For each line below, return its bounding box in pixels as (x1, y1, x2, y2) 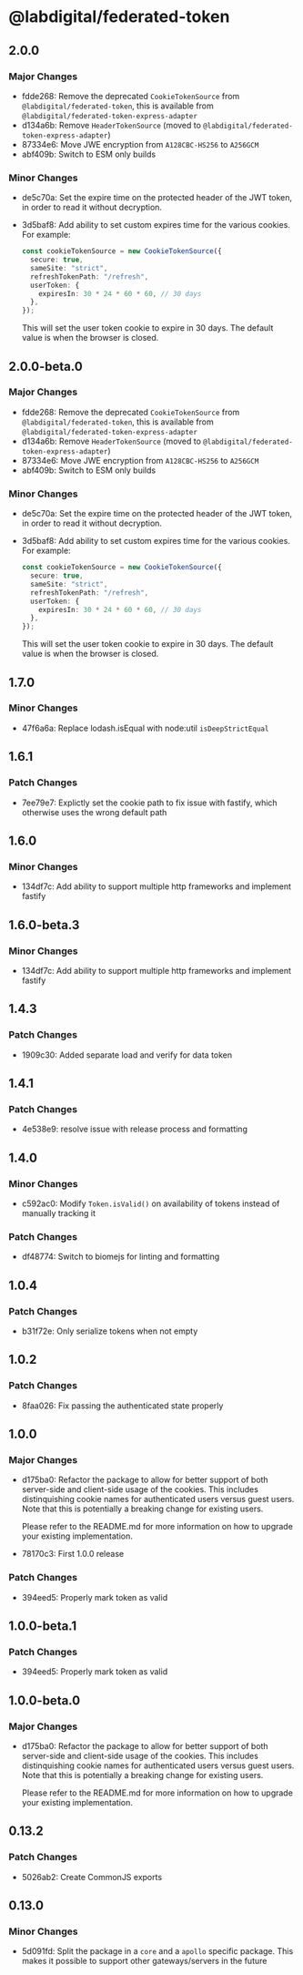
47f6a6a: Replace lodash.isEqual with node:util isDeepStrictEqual (21, 722, 269, 733)
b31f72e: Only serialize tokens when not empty (21, 1325, 198, 1336)
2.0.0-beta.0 (8, 358, 83, 374)
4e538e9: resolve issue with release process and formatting (21, 1123, 247, 1135)
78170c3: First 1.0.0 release (21, 1549, 125, 1560)
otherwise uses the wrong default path (21, 806, 167, 817)
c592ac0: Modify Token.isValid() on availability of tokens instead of (21, 1198, 280, 1209)
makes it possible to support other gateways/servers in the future (21, 1956, 268, 1967)
